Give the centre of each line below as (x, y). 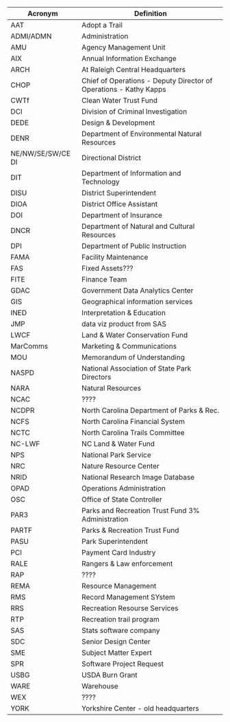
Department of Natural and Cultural (138, 226)
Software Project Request (123, 664)
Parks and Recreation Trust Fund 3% (141, 511)
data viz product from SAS (124, 324)
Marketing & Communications (129, 346)
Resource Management (119, 586)
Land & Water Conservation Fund (135, 335)
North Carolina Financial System (133, 422)
